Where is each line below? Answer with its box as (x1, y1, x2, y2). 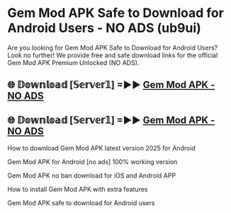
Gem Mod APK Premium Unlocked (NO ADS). (7, 58, 140, 67)
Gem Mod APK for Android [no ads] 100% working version (7, 158, 178, 166)
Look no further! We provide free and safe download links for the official (7, 51, 218, 59)
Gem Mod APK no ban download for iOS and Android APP (7, 171, 176, 180)
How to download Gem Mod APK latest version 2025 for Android (7, 144, 196, 153)
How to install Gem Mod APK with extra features (7, 185, 148, 194)
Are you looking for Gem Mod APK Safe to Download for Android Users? (7, 43, 218, 52)
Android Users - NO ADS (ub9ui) (7, 20, 202, 36)
